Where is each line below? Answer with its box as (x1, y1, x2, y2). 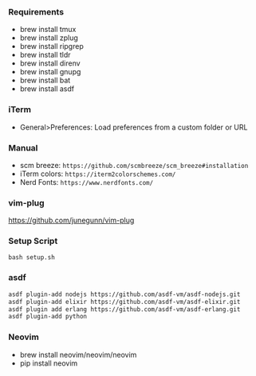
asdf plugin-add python (8, 313, 88, 321)
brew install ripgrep (19, 42, 84, 51)
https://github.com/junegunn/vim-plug (8, 215, 135, 226)
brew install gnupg (19, 67, 81, 77)
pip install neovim (19, 358, 78, 368)
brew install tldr (19, 50, 71, 60)
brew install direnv (19, 58, 81, 68)
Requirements (8, 6, 65, 18)
